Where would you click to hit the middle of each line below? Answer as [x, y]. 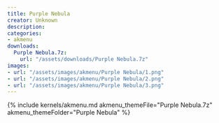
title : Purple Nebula [39, 14]
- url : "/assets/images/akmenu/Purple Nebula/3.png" [86, 85]
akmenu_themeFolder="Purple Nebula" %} [69, 113]
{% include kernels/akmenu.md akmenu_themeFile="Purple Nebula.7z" [110, 105]
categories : [24, 33]
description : [26, 27]
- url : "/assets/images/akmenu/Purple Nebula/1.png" [86, 72]
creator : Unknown [33, 20]
